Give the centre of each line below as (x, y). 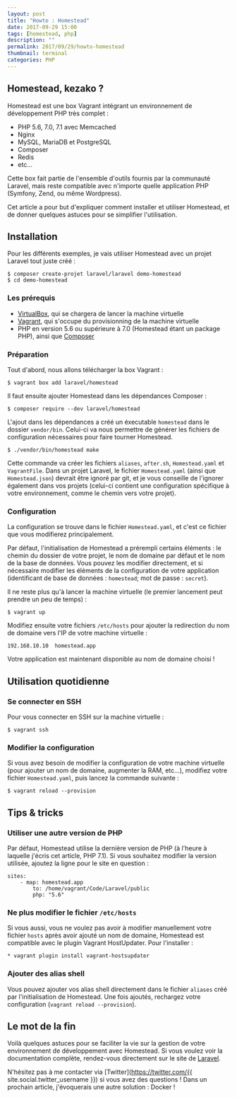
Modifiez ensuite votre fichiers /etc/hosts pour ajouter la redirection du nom (119, 625)
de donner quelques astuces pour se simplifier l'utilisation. (92, 214)
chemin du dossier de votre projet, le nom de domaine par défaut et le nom (116, 555)
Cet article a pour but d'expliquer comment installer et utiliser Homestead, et (119, 207)
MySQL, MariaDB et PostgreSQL (64, 141)
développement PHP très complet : (58, 113)
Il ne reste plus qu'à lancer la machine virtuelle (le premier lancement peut (115, 592)
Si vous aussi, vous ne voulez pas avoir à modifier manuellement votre (109, 928)
